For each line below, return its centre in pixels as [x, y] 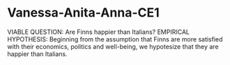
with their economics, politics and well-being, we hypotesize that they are [113, 46]
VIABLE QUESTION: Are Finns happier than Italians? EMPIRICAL [99, 32]
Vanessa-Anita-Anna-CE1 [84, 13]
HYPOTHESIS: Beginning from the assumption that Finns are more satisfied [115, 39]
